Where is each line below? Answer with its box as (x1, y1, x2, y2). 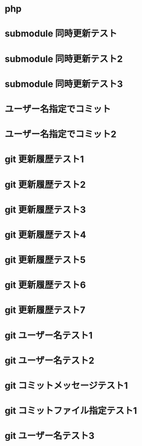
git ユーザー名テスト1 (5, 330, 93, 341)
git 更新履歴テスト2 (5, 179, 86, 190)
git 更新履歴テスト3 (5, 204, 86, 215)
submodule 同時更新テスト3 (5, 78, 123, 89)
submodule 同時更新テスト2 (5, 53, 123, 65)
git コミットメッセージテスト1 (5, 380, 128, 391)
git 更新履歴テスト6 (5, 279, 86, 291)
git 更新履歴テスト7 (5, 304, 85, 316)
